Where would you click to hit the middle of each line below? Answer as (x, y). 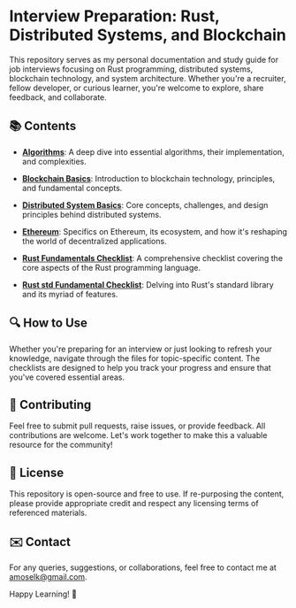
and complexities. (54, 161)
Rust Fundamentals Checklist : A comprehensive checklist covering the (152, 258)
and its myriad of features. (70, 294)
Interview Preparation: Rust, (114, 16)
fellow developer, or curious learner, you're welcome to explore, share (137, 88)
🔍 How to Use (49, 323)
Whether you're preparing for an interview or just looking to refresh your (140, 349)
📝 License (37, 472)
